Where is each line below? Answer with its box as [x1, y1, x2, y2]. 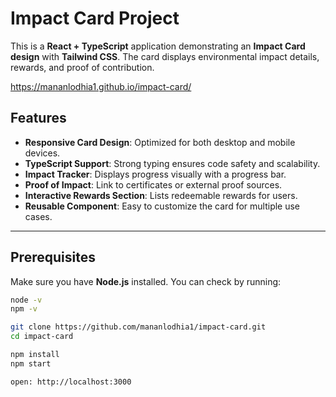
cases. [24, 210, 53, 222]
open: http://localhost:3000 [10, 377, 132, 387]
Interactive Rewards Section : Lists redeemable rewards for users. [24, 189, 298, 201]
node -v [10, 295, 43, 305]
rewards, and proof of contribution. [10, 61, 155, 73]
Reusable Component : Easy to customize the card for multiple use [24, 200, 301, 212]
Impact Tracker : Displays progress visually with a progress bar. [24, 168, 287, 180]
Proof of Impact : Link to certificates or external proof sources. [24, 178, 283, 191]
